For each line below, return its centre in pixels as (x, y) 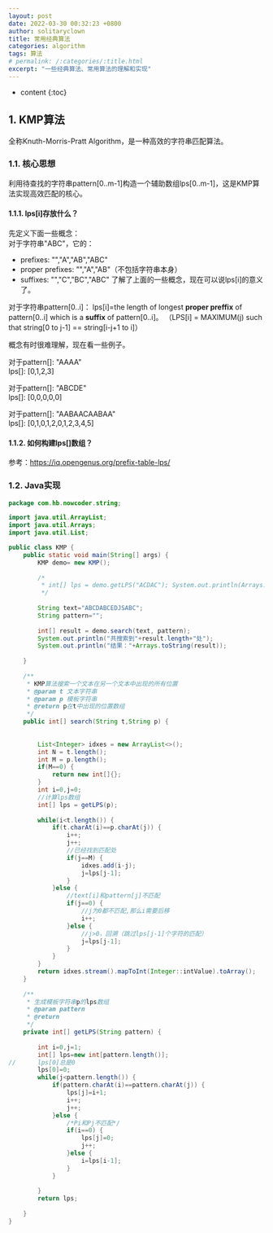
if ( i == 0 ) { (85, 1130)
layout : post (30, 16)
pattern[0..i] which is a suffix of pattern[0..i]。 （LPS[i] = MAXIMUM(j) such (135, 318)
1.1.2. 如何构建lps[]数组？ (51, 443)
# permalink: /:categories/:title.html (76, 62)
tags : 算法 (26, 54)
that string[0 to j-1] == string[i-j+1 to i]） (75, 327)
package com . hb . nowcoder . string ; (65, 503)
